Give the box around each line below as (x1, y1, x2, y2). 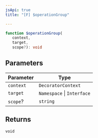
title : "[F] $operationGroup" (5, 12, 70, 17)
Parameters (5, 59, 43, 68)
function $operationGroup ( (5, 31, 63, 36)
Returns (5, 115, 32, 124)
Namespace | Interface (38, 90, 91, 97)
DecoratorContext (38, 82, 81, 88)
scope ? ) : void (12, 45, 42, 50)
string (38, 98, 55, 104)
